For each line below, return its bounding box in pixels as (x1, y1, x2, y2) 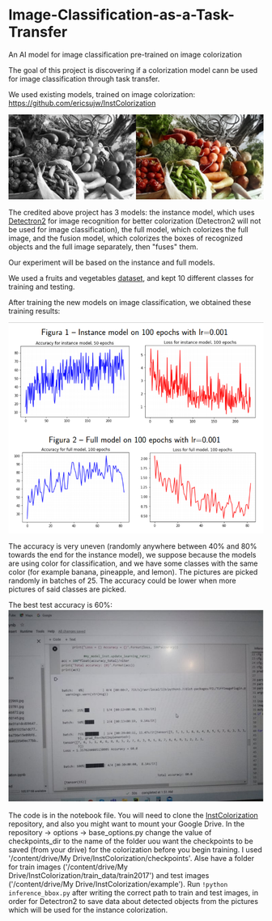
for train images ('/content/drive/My (8, 862, 128, 872)
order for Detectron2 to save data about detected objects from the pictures (8, 897, 259, 906)
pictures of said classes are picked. (8, 584, 127, 594)
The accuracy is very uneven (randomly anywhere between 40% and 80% (8, 541, 257, 551)
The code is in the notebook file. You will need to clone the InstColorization (8, 811, 259, 821)
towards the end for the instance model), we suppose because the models (8, 550, 257, 560)
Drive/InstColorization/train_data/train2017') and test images (8, 871, 210, 881)
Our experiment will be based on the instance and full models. (8, 257, 215, 267)
